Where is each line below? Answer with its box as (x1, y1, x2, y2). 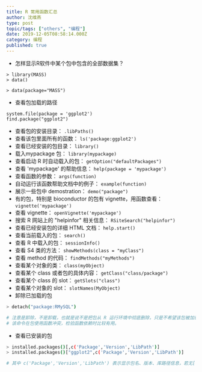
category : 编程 (6, 37, 43, 43)
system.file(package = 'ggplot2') (6, 111, 93, 117)
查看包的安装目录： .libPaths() (14, 127, 94, 134)
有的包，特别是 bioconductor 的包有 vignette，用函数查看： (14, 195, 163, 202)
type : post (6, 20, 34, 26)
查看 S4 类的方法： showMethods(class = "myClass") (14, 246, 144, 253)
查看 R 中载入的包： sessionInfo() (14, 239, 100, 246)
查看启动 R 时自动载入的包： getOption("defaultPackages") (14, 157, 162, 164)
